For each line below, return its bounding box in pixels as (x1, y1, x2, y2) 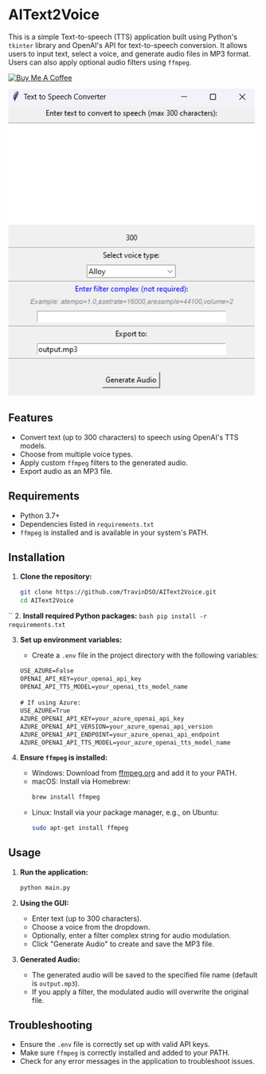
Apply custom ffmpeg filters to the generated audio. (19, 457, 189, 468)
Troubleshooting (8, 1018, 93, 1032)
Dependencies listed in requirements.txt (19, 519, 155, 528)
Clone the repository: (19, 572, 92, 582)
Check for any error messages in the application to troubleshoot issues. (19, 1056, 255, 1066)
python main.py (19, 883, 71, 891)
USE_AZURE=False (19, 667, 74, 675)
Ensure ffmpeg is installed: (19, 752, 108, 763)
